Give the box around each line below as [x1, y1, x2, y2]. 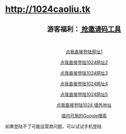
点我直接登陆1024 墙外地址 [56, 102, 111, 108]
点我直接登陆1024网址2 [59, 59, 108, 65]
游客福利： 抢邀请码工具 [47, 25, 121, 33]
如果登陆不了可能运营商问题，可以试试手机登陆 [5, 123, 101, 129]
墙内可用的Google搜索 [61, 113, 107, 118]
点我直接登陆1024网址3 [59, 70, 108, 76]
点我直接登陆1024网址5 [59, 91, 108, 97]
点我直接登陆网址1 [65, 49, 102, 55]
